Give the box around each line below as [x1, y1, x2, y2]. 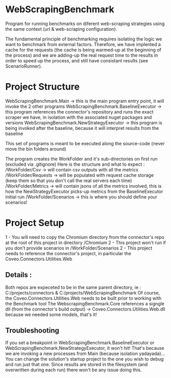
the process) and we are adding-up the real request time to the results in [5, 52, 158, 58]
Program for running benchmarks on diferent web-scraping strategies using [5, 20, 165, 27]
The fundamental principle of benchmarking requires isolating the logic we [5, 36, 162, 42]
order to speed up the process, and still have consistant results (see [5, 57, 149, 63]
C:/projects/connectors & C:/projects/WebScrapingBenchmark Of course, [5, 290, 160, 296]
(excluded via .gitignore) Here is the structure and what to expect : [5, 161, 145, 167]
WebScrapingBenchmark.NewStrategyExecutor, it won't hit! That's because [5, 345, 164, 351]
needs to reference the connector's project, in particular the [5, 250, 132, 256]
